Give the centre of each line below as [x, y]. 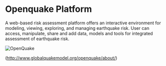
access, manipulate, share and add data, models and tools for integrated [79, 33]
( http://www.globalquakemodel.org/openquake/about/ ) [61, 58]
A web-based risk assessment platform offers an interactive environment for [83, 23]
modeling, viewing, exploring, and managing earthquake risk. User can [77, 28]
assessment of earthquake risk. [37, 39]
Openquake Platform [49, 9]
